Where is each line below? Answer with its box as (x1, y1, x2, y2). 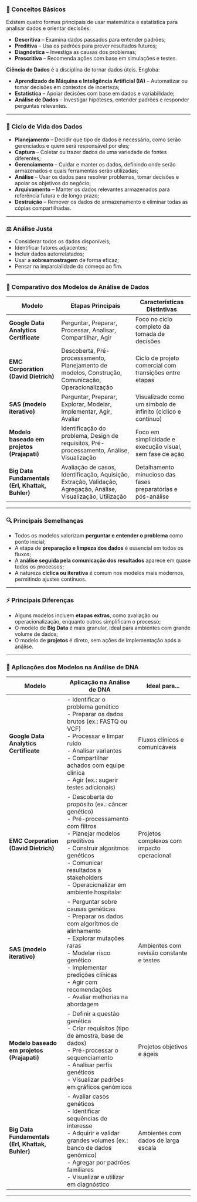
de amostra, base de (67, 1031, 124, 1040)
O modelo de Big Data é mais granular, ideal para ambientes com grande (14, 624, 191, 631)
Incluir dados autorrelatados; (14, 250, 84, 257)
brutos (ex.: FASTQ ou (67, 717, 128, 726)
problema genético (67, 703, 119, 711)
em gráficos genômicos (67, 1083, 133, 1091)
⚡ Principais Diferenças (6, 596, 74, 604)
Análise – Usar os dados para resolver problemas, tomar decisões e (14, 173, 179, 181)
